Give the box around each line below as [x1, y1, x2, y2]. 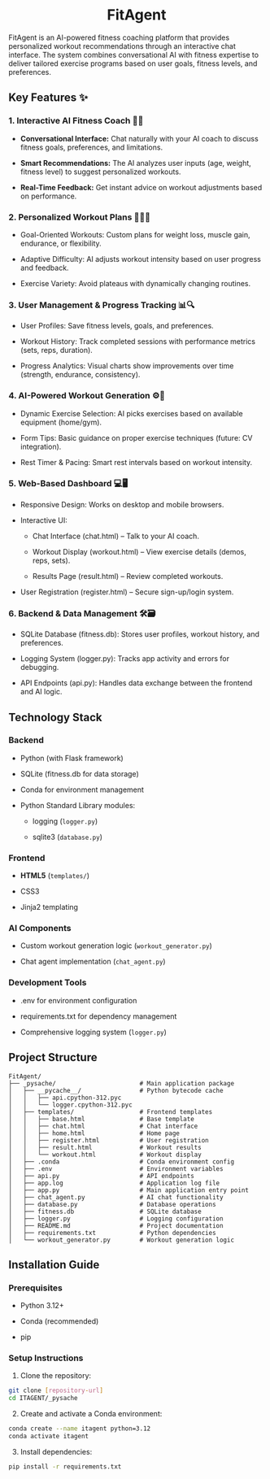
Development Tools [8, 977, 87, 989]
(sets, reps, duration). [20, 346, 94, 355]
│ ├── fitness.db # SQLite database [8, 1207, 202, 1216]
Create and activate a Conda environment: [20, 1409, 163, 1419]
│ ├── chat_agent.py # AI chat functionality [8, 1193, 224, 1201]
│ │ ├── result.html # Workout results [8, 1143, 202, 1151]
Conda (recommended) [20, 1316, 99, 1326]
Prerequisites [8, 1282, 63, 1294]
